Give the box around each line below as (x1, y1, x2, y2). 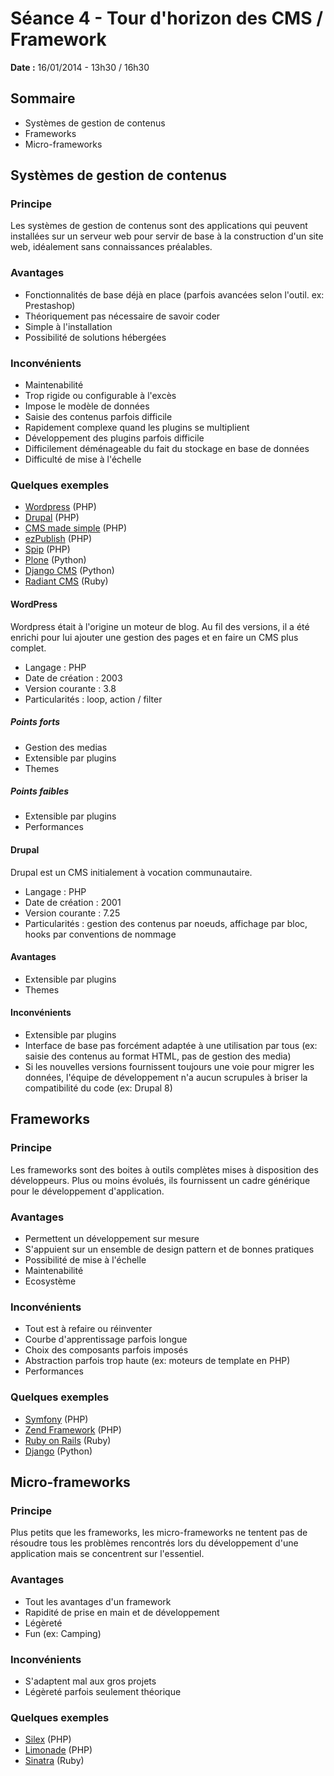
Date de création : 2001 (24, 896, 122, 908)
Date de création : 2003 (24, 672, 123, 684)
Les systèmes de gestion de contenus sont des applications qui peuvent (10, 220, 308, 232)
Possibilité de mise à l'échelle (24, 1254, 147, 1266)
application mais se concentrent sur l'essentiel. (10, 1548, 205, 1560)
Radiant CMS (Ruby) (24, 575, 109, 587)
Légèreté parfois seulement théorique (24, 1685, 182, 1697)
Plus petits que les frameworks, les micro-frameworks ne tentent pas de (10, 1527, 308, 1539)
